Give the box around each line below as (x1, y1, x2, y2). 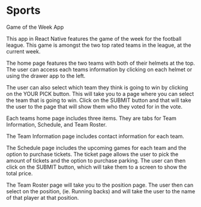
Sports (6, 4, 41, 17)
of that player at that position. (6, 194, 79, 201)
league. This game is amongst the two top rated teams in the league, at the (6, 41, 191, 49)
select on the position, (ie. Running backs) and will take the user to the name (6, 187, 196, 195)
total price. (6, 169, 33, 177)
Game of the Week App (6, 23, 64, 31)
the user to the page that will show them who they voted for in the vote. (6, 103, 183, 110)
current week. (6, 47, 41, 55)
